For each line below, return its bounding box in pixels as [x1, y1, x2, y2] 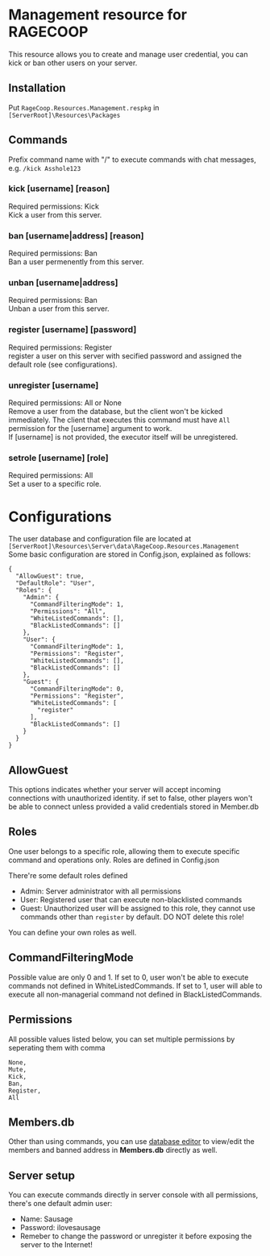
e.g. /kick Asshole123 [8, 163, 81, 172]
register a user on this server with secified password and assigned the [8, 350, 242, 360]
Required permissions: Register [8, 342, 113, 352]
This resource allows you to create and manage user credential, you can [8, 49, 248, 59]
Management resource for [8, 6, 188, 24]
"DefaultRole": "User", [15, 579, 95, 587]
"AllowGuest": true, [15, 572, 85, 581]
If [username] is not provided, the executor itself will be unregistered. [8, 433, 239, 442]
